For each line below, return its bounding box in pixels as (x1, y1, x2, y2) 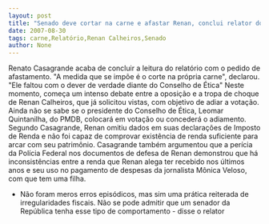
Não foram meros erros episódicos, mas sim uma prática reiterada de (19, 190, 250, 199)
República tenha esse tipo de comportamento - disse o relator (19, 206, 225, 216)
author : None (8, 42, 52, 50)
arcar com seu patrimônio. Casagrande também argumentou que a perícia (8, 140, 253, 150)
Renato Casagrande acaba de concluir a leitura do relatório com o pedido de (8, 63, 261, 73)
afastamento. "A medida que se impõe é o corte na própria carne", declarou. (8, 72, 260, 82)
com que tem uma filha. (8, 174, 86, 184)
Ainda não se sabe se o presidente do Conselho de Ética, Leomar (8, 106, 224, 116)
